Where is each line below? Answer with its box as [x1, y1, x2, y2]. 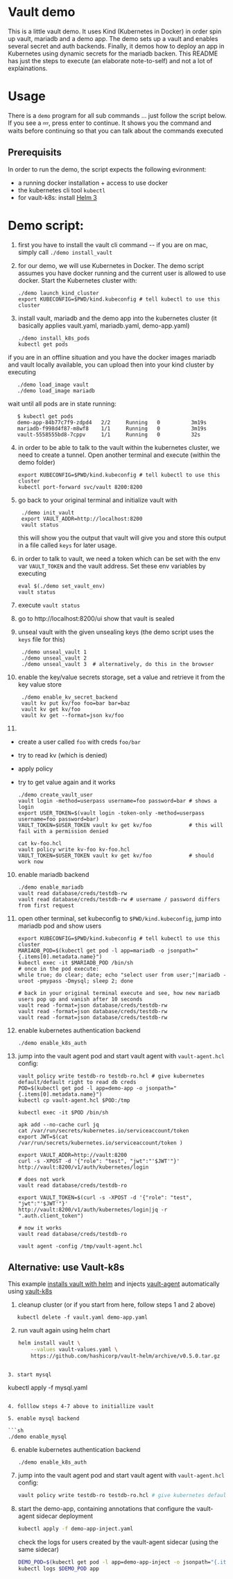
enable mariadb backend [17, 870, 89, 878]
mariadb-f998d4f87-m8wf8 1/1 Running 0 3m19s [17, 425, 207, 432]
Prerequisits [8, 147, 62, 158]
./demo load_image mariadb [17, 387, 96, 394]
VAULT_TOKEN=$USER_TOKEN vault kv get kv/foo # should [17, 852, 214, 859]
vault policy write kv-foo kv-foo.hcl [17, 846, 130, 853]
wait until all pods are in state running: [8, 399, 116, 408]
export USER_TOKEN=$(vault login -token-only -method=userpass [17, 810, 205, 817]
